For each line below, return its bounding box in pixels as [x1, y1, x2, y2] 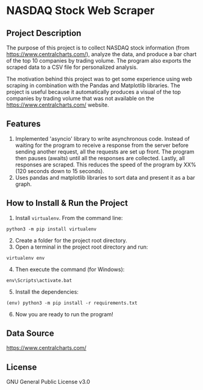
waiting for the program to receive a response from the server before [15, 141, 189, 149]
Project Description [6, 28, 82, 38]
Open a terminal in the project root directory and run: [15, 243, 148, 250]
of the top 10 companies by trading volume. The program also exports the [6, 57, 191, 64]
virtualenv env [6, 255, 45, 261]
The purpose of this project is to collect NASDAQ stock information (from [6, 44, 190, 51]
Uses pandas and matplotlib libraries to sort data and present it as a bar [15, 174, 195, 181]
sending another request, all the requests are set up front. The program [15, 147, 194, 155]
